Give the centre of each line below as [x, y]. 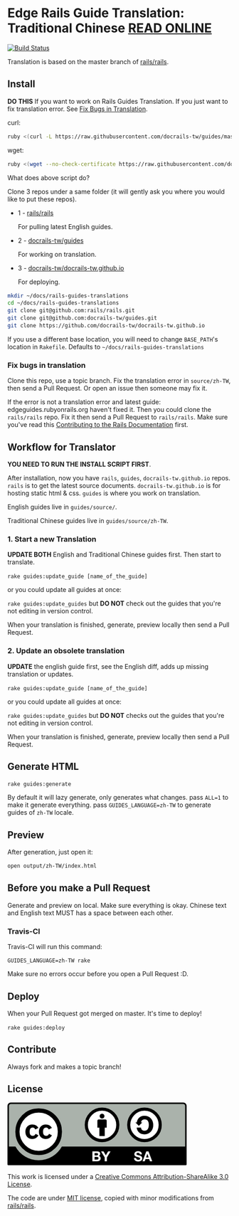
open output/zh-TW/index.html [52, 866]
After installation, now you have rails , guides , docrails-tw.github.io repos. [119, 477]
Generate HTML [43, 766]
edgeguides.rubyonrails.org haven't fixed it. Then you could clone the [110, 410]
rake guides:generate [39, 784]
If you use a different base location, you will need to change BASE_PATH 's [113, 339]
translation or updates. [41, 674]
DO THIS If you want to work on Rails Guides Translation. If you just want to [118, 101]
